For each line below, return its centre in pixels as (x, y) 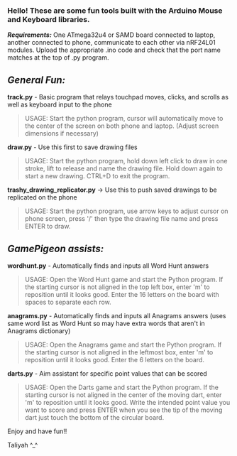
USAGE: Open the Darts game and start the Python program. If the (121, 387)
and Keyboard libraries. (49, 19)
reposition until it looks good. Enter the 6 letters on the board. (114, 359)
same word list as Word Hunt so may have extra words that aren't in (106, 323)
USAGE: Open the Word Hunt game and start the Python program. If (124, 279)
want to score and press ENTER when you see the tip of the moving (123, 410)
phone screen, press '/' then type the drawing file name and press (121, 219)
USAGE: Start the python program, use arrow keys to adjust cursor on (126, 211)
